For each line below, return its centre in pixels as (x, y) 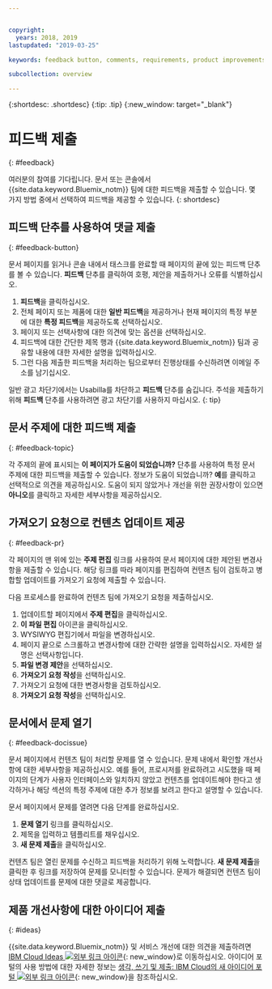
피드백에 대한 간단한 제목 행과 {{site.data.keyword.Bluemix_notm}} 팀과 (135, 342)
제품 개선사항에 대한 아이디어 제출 (87, 910)
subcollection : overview (50, 74)
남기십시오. (53, 372)
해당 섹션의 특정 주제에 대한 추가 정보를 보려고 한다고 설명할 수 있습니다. (149, 790)
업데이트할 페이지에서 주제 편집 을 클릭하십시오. (93, 614)
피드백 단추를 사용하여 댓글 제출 (82, 227)
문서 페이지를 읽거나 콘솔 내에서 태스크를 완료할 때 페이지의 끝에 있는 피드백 (127, 264)
